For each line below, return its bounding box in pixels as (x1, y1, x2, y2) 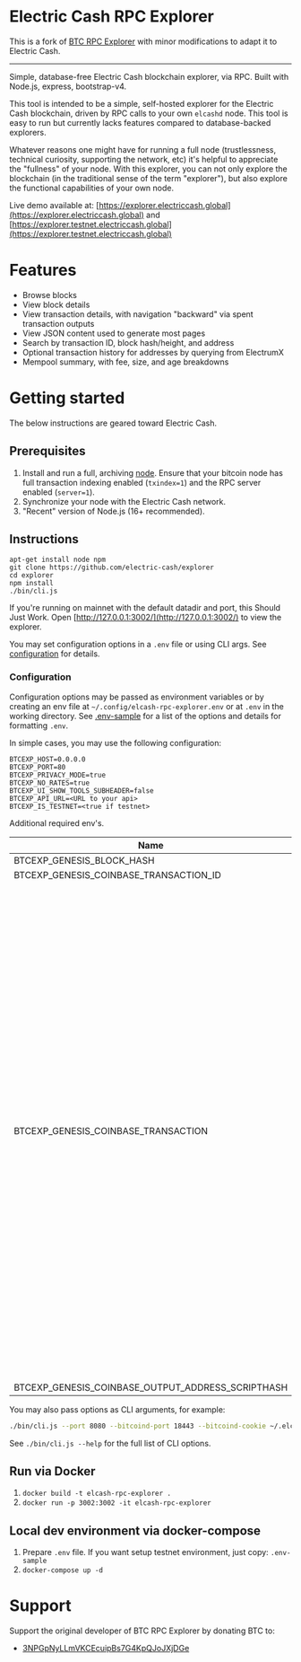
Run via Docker (9, 1464, 96, 1479)
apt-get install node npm (9, 555, 106, 565)
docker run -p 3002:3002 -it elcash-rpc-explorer (21, 1499, 212, 1508)
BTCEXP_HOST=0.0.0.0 (9, 754, 87, 764)
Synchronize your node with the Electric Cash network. (21, 496, 227, 506)
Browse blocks (21, 289, 78, 300)
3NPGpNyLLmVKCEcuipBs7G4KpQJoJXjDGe (21, 1643, 190, 1654)
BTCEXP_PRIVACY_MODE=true (9, 770, 106, 779)
